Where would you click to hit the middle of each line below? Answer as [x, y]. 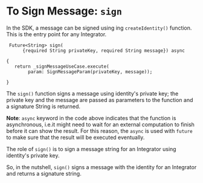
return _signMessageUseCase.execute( [62, 66]
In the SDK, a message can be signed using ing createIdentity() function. [99, 28]
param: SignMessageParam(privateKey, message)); [90, 72]
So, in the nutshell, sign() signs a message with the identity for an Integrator [101, 167]
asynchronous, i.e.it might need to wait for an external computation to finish [101, 124]
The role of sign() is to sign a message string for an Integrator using [91, 149]
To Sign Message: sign [64, 11]
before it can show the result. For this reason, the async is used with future [99, 130]
